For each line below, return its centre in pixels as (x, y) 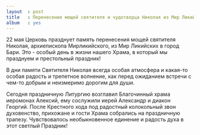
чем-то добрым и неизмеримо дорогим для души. (71, 83)
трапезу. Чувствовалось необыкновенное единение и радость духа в (95, 120)
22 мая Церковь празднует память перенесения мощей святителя (91, 40)
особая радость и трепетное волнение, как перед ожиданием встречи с (99, 76)
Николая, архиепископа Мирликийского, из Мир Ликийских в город (93, 46)
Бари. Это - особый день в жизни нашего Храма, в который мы (87, 52)
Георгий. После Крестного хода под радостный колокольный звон (91, 107)
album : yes (24, 23)
